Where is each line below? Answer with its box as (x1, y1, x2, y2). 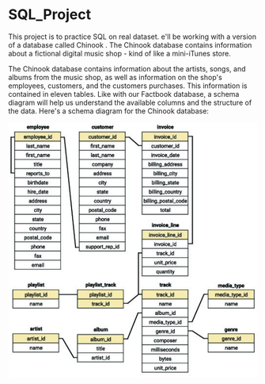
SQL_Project (8, 6, 92, 24)
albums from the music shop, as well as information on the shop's (8, 72, 223, 82)
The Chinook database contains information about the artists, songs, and (8, 63, 246, 73)
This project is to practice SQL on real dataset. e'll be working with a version (8, 32, 257, 41)
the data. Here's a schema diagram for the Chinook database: (8, 106, 210, 116)
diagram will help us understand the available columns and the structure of (8, 98, 252, 107)
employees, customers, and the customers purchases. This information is (8, 81, 248, 90)
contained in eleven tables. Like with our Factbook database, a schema (8, 89, 240, 98)
